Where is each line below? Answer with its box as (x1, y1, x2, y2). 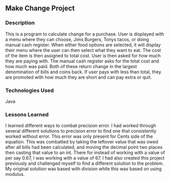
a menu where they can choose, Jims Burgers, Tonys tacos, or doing (5, 36, 149, 42)
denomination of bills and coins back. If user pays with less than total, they (5, 69, 161, 75)
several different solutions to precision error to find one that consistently (5, 128, 156, 134)
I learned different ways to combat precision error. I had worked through (5, 123, 156, 129)
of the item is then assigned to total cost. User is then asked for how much (5, 52, 161, 58)
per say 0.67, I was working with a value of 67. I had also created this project (5, 155, 165, 161)
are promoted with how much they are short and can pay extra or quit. (5, 74, 152, 80)
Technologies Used (5, 86, 54, 94)
